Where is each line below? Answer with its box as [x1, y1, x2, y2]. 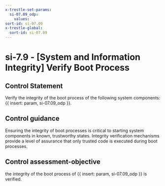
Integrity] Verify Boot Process [5, 62, 130, 73]
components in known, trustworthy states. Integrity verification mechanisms [5, 133, 160, 139]
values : [14, 16, 30, 21]
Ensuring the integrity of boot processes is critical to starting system [5, 127, 144, 134]
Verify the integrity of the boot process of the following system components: [5, 95, 161, 100]
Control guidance [5, 114, 60, 123]
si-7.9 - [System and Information [5, 51, 141, 63]
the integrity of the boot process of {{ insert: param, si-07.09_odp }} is [5, 171, 147, 177]
